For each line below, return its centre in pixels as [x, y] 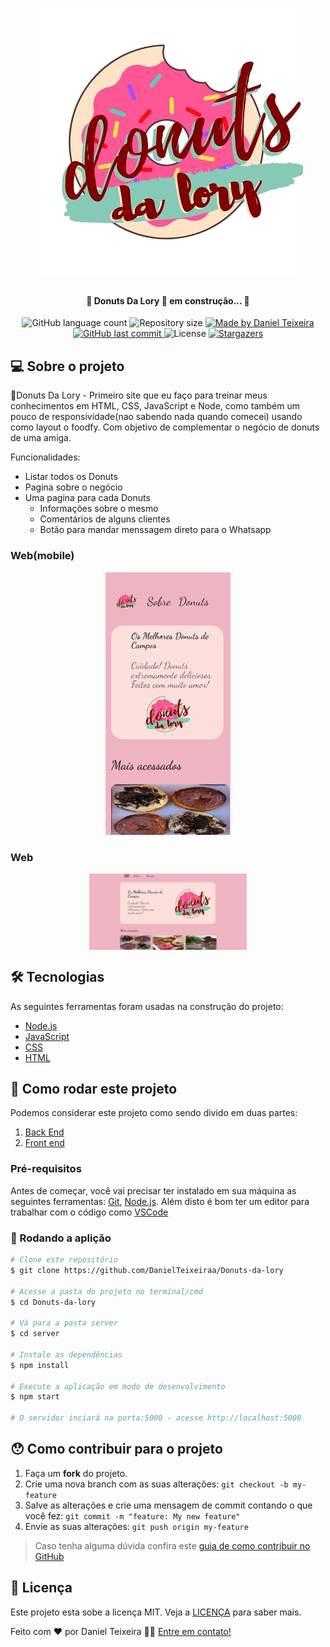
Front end [44, 1143]
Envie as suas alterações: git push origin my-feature [136, 1526]
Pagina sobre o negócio [73, 487]
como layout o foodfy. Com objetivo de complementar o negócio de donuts [165, 427]
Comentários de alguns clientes [105, 519]
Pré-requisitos [46, 1169]
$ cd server [35, 1334]
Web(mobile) [42, 556]
